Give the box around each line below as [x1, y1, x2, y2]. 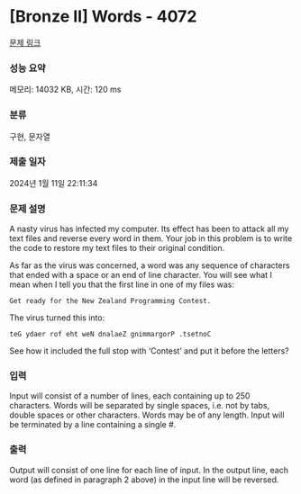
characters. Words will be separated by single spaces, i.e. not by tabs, [9, 400, 270, 411]
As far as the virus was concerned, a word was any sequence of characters [9, 260, 290, 271]
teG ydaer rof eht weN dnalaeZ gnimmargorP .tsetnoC [9, 330, 212, 339]
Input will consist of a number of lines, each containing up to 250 [9, 391, 251, 401]
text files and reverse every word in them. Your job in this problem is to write [9, 233, 293, 244]
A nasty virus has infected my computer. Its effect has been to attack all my [9, 223, 289, 235]
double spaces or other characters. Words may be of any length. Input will [9, 409, 285, 420]
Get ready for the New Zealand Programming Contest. [9, 297, 212, 306]
